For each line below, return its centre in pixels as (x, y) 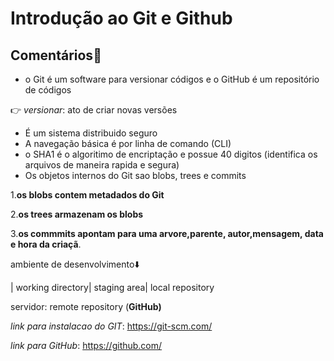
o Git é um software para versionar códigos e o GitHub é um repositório (172, 79)
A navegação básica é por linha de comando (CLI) (128, 143)
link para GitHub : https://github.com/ (86, 345)
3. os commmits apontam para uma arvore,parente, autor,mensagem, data (167, 233)
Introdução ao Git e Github (121, 18)
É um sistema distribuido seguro (91, 133)
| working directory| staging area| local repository (112, 287)
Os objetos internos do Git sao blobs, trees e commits (135, 175)
